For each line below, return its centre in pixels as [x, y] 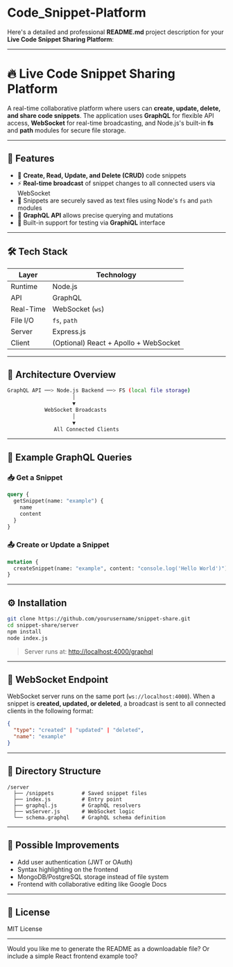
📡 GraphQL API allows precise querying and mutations [95, 215]
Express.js [69, 331]
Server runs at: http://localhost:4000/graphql [89, 651]
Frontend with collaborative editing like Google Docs [92, 884]
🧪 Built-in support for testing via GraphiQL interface [91, 223]
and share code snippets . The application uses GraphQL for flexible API [111, 115]
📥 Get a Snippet [35, 478]
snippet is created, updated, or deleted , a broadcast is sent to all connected [116, 704]
